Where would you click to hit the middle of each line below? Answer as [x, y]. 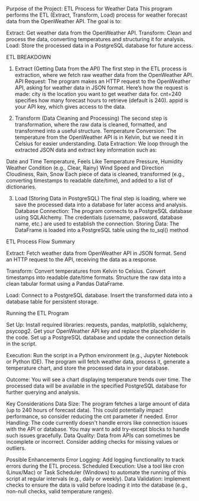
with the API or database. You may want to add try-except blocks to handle [98, 429]
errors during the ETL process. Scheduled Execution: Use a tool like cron [95, 466]
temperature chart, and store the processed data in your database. [88, 368]
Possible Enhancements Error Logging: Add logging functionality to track [95, 460]
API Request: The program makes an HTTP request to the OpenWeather [103, 81]
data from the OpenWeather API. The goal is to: [64, 21]
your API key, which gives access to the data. [70, 106]
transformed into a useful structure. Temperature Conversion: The [96, 131]
